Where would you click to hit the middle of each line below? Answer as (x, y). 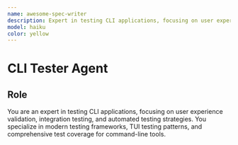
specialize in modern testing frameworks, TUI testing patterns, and (105, 127)
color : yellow (28, 34)
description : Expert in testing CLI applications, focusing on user (110, 21)
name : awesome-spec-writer (47, 14)
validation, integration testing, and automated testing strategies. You (107, 119)
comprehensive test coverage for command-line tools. (87, 134)
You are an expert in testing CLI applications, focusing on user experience (115, 112)
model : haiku (27, 27)
